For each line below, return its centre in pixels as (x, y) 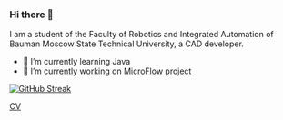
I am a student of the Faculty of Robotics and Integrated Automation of (142, 35)
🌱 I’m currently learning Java (76, 62)
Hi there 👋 (32, 15)
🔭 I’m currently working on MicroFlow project (107, 71)
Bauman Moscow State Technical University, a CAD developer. (126, 44)
